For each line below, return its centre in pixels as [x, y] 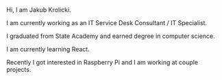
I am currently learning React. [48, 49]
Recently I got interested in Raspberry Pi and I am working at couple [102, 62]
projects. [19, 69]
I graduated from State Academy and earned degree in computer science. [111, 36]
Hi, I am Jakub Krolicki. [39, 10]
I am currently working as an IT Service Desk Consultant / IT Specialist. [107, 23]
